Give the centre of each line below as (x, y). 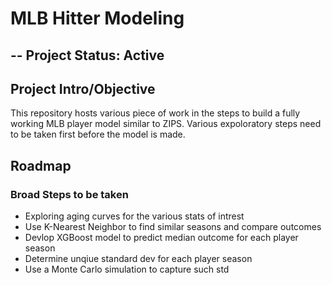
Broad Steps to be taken (69, 194)
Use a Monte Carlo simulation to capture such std (127, 269)
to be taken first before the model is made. (98, 134)
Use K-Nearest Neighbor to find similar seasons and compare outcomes (173, 227)
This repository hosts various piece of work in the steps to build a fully (155, 113)
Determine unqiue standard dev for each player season (138, 259)
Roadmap (41, 165)
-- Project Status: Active (87, 55)
